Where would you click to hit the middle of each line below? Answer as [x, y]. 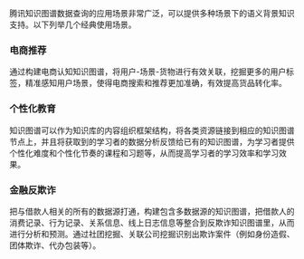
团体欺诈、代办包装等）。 [55, 245]
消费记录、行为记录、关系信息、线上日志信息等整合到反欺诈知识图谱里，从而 [152, 222]
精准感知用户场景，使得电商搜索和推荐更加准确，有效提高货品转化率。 [156, 83]
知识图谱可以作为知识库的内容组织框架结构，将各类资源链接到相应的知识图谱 [152, 130]
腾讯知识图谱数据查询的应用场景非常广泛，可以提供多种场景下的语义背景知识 [152, 13]
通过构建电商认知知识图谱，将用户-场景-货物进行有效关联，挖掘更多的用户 [148, 72]
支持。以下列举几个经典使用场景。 [73, 24]
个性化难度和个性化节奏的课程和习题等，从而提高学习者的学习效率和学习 [144, 153]
